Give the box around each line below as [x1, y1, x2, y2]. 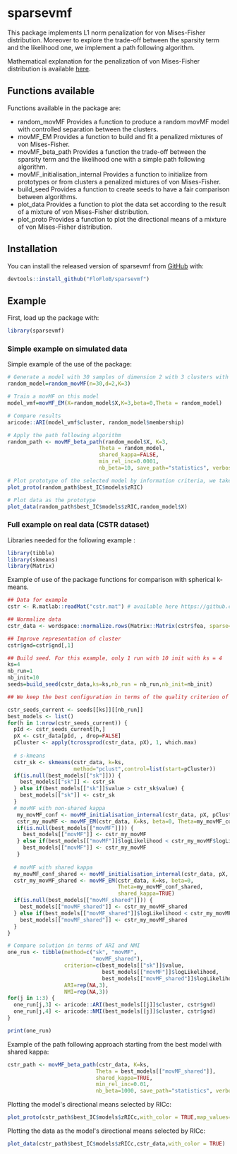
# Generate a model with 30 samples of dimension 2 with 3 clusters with [7, 374, 229, 381]
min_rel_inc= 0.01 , [95, 1081, 150, 1088]
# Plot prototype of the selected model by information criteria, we [7, 477, 217, 484]
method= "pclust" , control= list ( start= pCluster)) [73, 765, 217, 773]
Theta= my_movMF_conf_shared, [117, 884, 203, 891]
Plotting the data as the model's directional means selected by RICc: [7, 1126, 206, 1135]
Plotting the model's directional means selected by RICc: [7, 1100, 171, 1109]
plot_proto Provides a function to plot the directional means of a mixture [17, 215, 227, 223]
